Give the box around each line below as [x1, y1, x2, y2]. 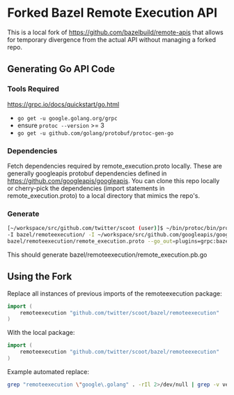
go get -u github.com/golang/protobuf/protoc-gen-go [17, 129, 174, 137]
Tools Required [7, 84, 59, 94]
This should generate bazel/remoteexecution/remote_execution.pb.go [7, 250, 208, 259]
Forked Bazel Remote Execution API [7, 5, 218, 21]
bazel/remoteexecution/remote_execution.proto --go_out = [7, 238, 176, 245]
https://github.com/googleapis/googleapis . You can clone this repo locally [7, 176, 220, 185]
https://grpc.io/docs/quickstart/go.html [7, 100, 120, 108]
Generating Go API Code [7, 63, 115, 75]
